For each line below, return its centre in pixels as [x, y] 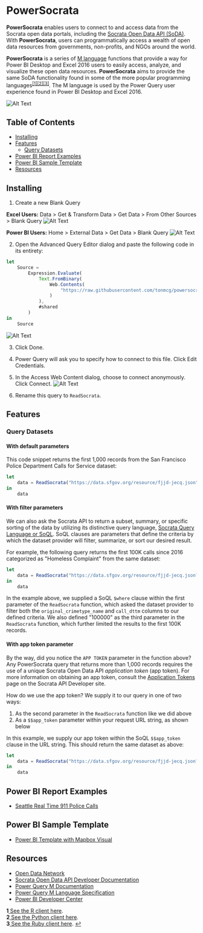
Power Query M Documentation [54, 886]
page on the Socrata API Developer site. [56, 683]
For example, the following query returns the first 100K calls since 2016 [95, 552]
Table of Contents [41, 122]
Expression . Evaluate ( [55, 273]
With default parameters [38, 446]
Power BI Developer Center [49, 899]
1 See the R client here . [35, 911]
